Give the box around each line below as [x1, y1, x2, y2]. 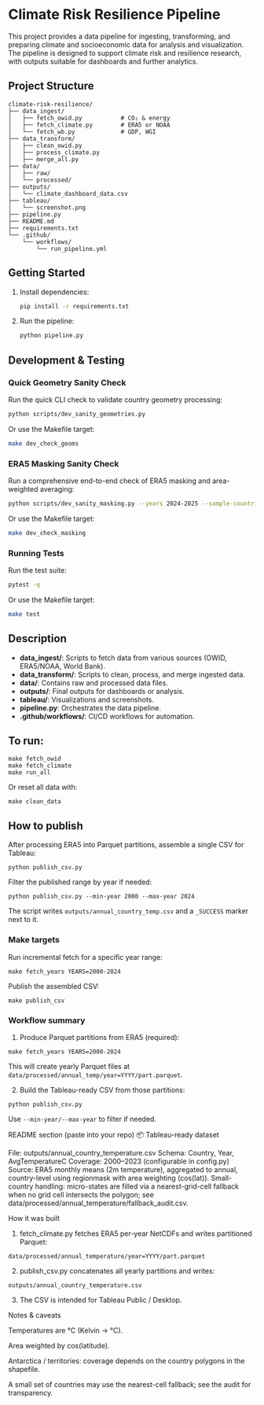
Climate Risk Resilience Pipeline [8, 6, 221, 24]
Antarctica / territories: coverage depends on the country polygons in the [8, 1355, 245, 1366]
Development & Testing [8, 353, 125, 367]
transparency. [8, 1388, 53, 1397]
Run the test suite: [8, 566, 67, 575]
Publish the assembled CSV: [8, 981, 100, 990]
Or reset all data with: [8, 783, 78, 792]
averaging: [39, 485, 75, 494]
